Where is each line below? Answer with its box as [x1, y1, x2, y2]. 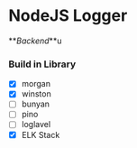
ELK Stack [21, 129, 60, 140]
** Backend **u [8, 35, 62, 46]
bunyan [21, 98, 50, 109]
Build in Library [8, 58, 77, 70]
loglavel [21, 119, 51, 130]
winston [21, 88, 51, 99]
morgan [21, 79, 51, 89]
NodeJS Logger [8, 5, 128, 26]
